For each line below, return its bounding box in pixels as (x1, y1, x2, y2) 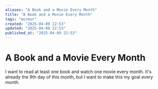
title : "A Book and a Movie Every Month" (5, 12, 93, 17)
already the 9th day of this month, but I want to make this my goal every (5, 73, 153, 80)
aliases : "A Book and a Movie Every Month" (5, 7, 97, 12)
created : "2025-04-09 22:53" (5, 21, 66, 26)
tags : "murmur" (5, 16, 37, 21)
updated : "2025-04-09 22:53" (5, 26, 66, 31)
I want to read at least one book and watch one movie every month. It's (5, 68, 151, 74)
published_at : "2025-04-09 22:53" (5, 30, 77, 35)
